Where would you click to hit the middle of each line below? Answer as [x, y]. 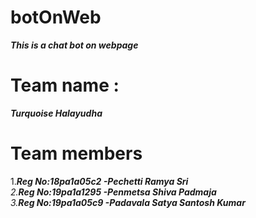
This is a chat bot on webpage [74, 45]
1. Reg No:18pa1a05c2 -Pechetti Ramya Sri [99, 181]
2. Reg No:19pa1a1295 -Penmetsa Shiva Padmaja [113, 192]
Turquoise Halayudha [56, 113]
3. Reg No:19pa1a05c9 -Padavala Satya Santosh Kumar [128, 202]
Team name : [65, 85]
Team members [76, 153]
